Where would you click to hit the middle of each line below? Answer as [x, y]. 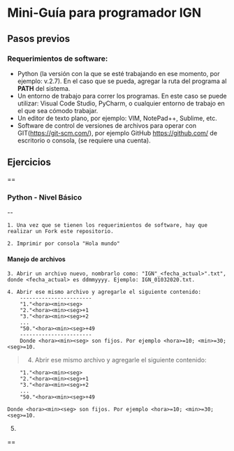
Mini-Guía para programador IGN [104, 13]
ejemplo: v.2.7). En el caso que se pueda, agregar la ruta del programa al [122, 81]
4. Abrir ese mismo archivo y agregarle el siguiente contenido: [104, 292]
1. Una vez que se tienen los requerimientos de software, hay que [108, 225]
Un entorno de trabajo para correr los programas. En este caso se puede [122, 96]
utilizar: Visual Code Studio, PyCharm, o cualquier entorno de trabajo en [121, 103]
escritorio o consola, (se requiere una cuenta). [84, 140]
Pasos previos [39, 39]
